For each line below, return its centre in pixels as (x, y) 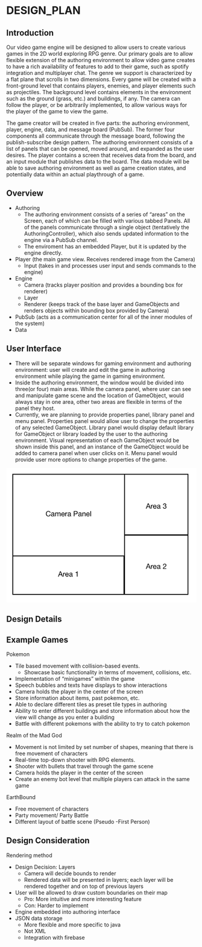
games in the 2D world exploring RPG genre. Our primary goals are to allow (99, 54)
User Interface (34, 349)
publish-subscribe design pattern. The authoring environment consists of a (99, 142)
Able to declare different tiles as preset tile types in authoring (91, 704)
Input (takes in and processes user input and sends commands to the (110, 266)
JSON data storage (39, 918)
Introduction (30, 33)
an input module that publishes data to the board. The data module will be (98, 161)
